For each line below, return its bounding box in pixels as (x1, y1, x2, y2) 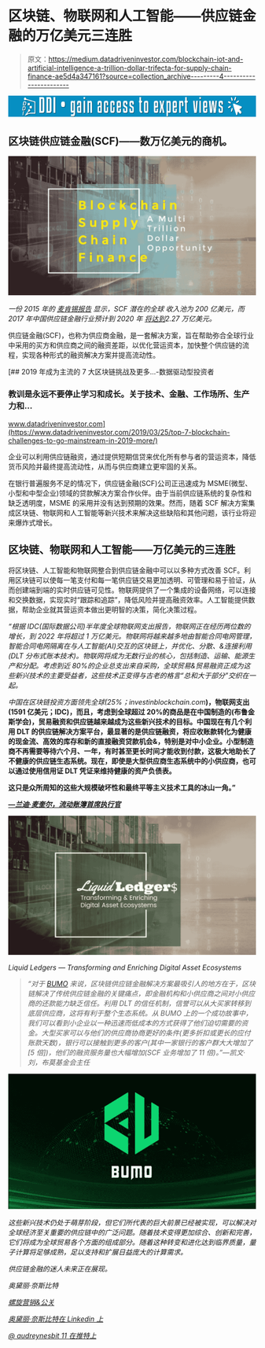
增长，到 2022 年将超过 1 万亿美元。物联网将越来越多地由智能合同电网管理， (8, 631, 256, 641)
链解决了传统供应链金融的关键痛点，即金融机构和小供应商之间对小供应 (27, 989, 256, 999)
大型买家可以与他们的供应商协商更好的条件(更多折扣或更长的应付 (41, 1028, 251, 1038)
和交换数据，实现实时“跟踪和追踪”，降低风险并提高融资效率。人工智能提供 (8, 595, 249, 604)
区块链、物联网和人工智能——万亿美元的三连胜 (8, 543, 236, 557)
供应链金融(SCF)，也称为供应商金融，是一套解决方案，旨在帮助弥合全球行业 (8, 331, 254, 341)
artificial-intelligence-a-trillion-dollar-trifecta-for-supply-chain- (27, 63, 232, 72)
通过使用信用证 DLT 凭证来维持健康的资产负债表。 (14, 766, 176, 775)
